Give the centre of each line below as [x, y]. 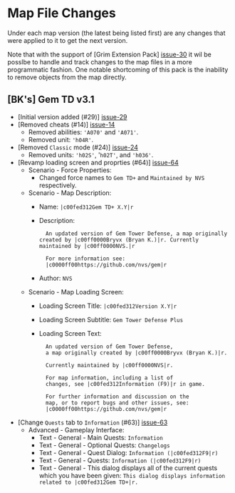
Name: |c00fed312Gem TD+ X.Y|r [86, 206]
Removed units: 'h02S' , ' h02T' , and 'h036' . [91, 154]
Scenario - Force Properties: [70, 170]
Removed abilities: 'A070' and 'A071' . [83, 132]
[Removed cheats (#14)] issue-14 [66, 124]
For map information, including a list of [109, 378]
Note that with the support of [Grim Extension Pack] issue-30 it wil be [109, 54]
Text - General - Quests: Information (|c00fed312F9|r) [120, 460]
